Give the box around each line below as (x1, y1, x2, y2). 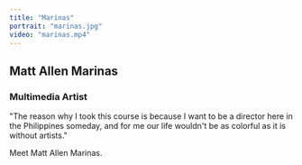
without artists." (9, 130, 68, 141)
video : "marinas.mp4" (9, 30, 91, 39)
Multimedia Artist (9, 90, 88, 103)
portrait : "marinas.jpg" (9, 22, 103, 31)
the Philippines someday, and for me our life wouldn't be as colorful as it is (9, 121, 287, 132)
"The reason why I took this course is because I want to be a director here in (9, 111, 293, 122)
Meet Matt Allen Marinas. (9, 148, 103, 159)
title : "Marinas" (9, 13, 75, 23)
